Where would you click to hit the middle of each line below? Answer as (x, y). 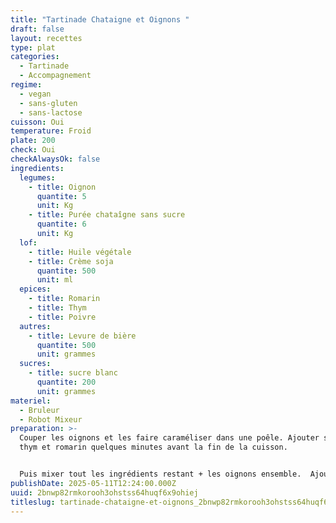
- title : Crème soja (71, 261)
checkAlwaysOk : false (55, 159)
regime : (26, 85)
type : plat (33, 47)
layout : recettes (46, 38)
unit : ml (55, 280)
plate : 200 (33, 141)
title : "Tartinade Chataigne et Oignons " (100, 19)
